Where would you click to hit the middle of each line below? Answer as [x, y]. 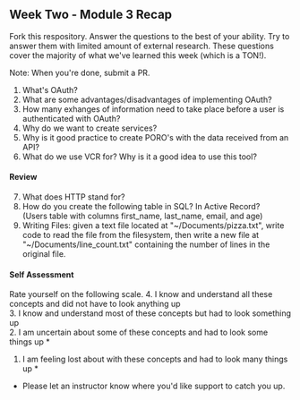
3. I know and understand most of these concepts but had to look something [150, 313]
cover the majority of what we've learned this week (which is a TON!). [138, 55]
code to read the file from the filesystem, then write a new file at [141, 235]
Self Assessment [42, 274]
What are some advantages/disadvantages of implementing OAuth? [147, 99]
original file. [44, 254]
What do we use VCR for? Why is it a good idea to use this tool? [140, 157]
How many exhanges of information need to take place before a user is [153, 109]
